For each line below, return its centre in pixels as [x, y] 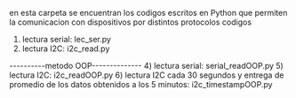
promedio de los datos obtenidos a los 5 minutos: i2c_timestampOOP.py [141, 84]
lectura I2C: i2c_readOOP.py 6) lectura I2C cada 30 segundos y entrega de [147, 75]
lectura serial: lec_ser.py [66, 39]
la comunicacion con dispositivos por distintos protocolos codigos [130, 22]
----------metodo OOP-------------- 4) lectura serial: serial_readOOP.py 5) [147, 66]
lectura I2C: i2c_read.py [66, 49]
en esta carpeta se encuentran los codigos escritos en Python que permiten [148, 13]
